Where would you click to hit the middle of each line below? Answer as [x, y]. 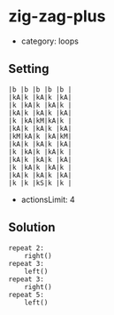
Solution [32, 227]
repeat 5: [27, 295]
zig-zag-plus [57, 16]
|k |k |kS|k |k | [40, 183]
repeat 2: [27, 248]
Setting [29, 69]
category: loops [49, 41]
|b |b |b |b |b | [40, 89]
